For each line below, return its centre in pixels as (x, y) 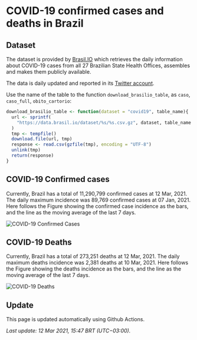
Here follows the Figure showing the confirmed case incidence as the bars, (97, 206)
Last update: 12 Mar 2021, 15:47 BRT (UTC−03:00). (68, 331)
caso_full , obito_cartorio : (39, 101)
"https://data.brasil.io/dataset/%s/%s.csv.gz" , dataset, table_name (104, 123)
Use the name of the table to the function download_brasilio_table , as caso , (98, 95)
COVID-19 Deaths (39, 242)
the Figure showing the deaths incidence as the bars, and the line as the (94, 269)
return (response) (33, 156)
